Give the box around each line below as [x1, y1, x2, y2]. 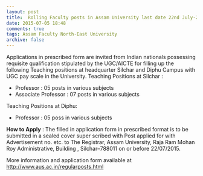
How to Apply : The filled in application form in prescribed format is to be [6, 126, 188, 133]
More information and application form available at [6, 157, 132, 163]
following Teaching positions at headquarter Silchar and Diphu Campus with [6, 66, 195, 73]
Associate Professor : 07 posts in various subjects [14, 91, 140, 98]
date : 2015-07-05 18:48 [6, 20, 66, 26]
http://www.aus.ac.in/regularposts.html [6, 163, 104, 170]
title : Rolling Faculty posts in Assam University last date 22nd [6, 14, 180, 20]
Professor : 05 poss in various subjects [14, 114, 112, 121]
